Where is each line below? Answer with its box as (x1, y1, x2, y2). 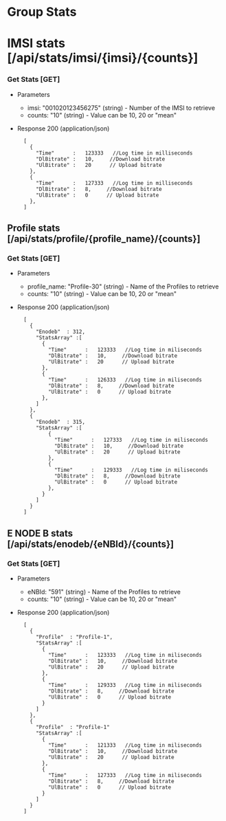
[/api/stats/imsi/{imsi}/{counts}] (7, 50, 199, 66)
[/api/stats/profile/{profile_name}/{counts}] (7, 233, 201, 245)
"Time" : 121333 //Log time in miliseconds (47, 742, 203, 749)
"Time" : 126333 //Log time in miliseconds (47, 376, 203, 383)
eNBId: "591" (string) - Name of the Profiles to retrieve (27, 588, 181, 596)
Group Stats (7, 4, 77, 20)
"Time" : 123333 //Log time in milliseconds (35, 149, 193, 157)
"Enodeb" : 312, (35, 328, 86, 335)
